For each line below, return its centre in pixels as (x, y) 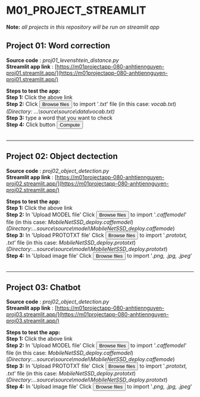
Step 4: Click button (31, 124)
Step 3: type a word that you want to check (60, 118)
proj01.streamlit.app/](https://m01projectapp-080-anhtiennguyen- (87, 73)
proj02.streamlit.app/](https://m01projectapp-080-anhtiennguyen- (88, 184)
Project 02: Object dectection (62, 156)
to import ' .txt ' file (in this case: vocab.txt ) (125, 104)
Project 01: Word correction (58, 46)
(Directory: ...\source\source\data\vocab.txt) (60, 111)
